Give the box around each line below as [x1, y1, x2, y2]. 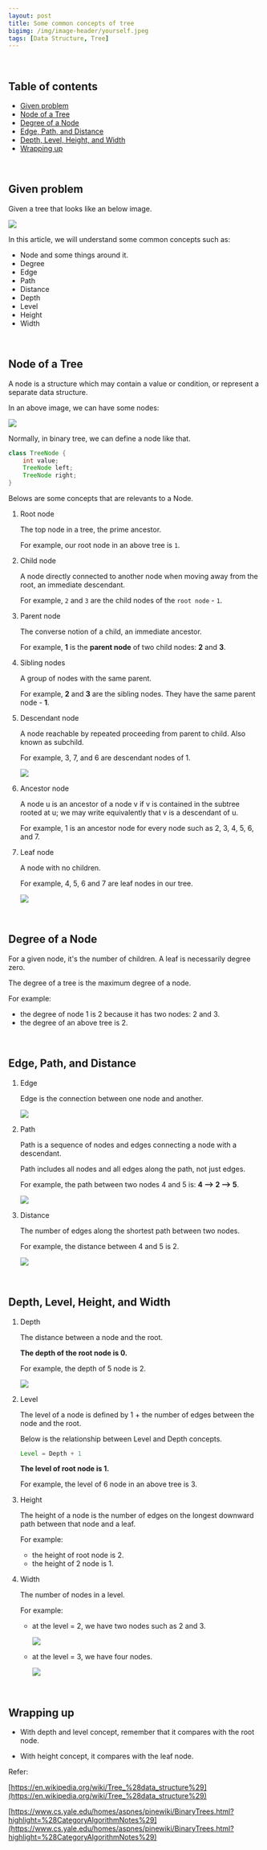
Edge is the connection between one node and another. [19, 1093, 204, 1103]
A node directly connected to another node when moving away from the [19, 572, 258, 582]
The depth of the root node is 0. [19, 1348, 128, 1358]
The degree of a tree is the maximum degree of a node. [8, 978, 192, 988]
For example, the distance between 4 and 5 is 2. [19, 1241, 180, 1251]
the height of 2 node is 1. [31, 1559, 114, 1568]
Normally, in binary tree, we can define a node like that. [8, 434, 191, 443]
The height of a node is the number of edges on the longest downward [19, 1511, 254, 1520]
